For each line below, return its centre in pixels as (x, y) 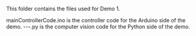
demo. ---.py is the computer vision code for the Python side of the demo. (98, 27)
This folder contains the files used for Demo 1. (63, 9)
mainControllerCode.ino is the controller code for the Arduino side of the (96, 20)
